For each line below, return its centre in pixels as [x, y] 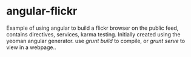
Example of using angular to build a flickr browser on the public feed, [92, 28]
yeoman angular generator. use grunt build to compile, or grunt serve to [96, 41]
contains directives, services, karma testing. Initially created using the [93, 34]
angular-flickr [42, 11]
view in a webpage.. [31, 47]
